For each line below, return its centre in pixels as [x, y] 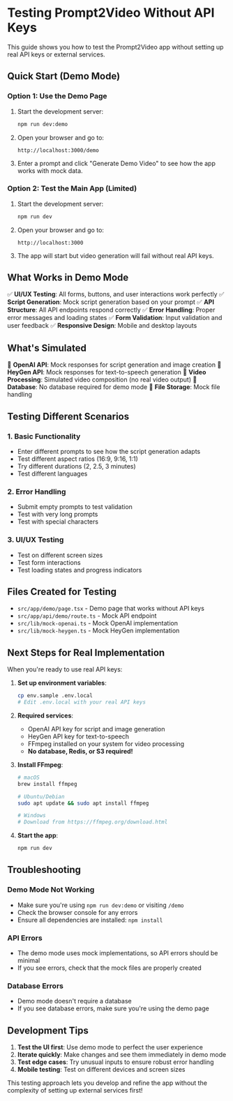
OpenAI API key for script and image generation [96, 729]
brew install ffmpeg [47, 784]
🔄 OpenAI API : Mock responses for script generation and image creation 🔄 [114, 365]
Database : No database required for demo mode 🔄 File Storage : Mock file [114, 387]
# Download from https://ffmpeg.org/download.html [92, 822]
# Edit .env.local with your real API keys [82, 702]
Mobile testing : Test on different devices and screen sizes [101, 1070]
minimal [29, 961]
